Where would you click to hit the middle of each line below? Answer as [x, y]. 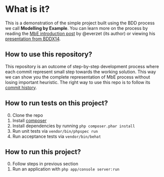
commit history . [21, 88]
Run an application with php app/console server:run [66, 169]
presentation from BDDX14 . [33, 39]
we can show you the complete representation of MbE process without [78, 77]
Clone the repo [28, 115]
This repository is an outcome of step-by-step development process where [82, 66]
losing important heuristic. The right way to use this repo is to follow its [78, 82]
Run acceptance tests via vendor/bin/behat [57, 136]
